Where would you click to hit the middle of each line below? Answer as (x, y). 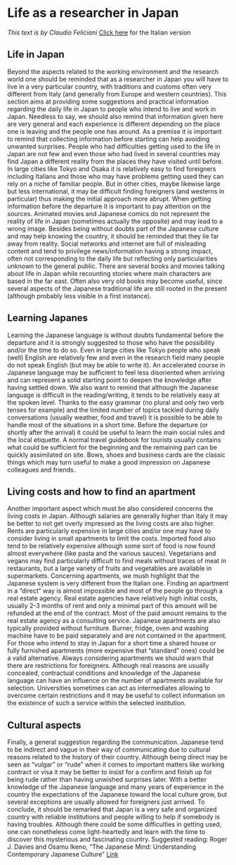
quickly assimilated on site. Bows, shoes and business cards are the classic (117, 455)
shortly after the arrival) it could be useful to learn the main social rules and (116, 432)
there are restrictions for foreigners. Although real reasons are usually (108, 666)
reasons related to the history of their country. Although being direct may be (118, 757)
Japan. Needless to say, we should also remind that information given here (115, 116)
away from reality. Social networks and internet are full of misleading (107, 244)
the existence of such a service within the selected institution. (97, 703)
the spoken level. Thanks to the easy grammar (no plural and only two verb (116, 402)
